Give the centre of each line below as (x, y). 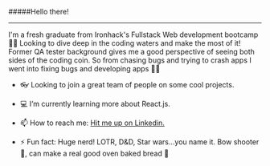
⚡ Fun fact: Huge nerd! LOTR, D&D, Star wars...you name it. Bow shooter (139, 142)
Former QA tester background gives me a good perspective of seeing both (132, 52)
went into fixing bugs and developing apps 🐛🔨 (84, 69)
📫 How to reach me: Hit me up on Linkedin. (92, 123)
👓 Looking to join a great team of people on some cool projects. (127, 85)
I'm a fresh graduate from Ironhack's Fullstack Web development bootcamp (133, 34)
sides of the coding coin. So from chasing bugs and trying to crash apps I (130, 60)
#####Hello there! (39, 12)
